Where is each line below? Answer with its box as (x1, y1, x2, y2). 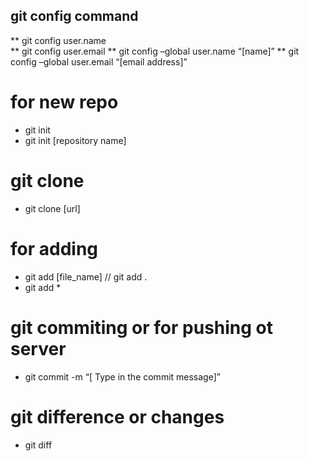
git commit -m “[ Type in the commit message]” (24, 370, 221, 383)
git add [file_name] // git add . (24, 270, 148, 283)
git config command (10, 8, 139, 25)
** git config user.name (10, 34, 107, 46)
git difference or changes (10, 405, 225, 428)
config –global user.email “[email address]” (10, 55, 188, 68)
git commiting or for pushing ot (10, 316, 274, 339)
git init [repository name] (24, 134, 127, 146)
